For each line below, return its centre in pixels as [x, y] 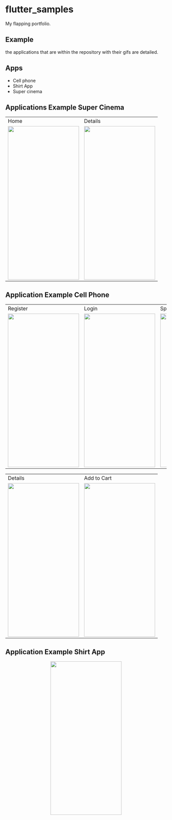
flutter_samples [39, 9]
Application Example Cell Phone [57, 295]
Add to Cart [98, 478]
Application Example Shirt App [55, 652]
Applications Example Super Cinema [65, 107]
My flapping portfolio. [28, 24]
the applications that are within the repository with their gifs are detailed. [82, 52]
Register [18, 309]
